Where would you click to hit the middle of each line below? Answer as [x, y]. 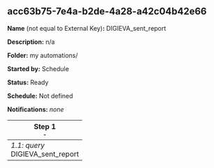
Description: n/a [31, 42]
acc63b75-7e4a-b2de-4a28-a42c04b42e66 [107, 12]
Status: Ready [28, 82]
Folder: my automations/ [43, 55]
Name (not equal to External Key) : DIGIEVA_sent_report [87, 28]
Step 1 [45, 126]
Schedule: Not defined [40, 96]
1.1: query [28, 145]
